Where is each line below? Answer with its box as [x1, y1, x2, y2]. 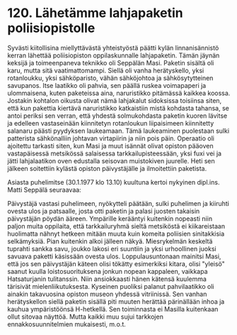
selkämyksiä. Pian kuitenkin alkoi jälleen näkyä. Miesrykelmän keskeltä [7, 236, 213, 246]
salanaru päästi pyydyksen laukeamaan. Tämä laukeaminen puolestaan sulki [7, 126, 230, 135]
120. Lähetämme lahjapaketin [7, 5, 184, 21]
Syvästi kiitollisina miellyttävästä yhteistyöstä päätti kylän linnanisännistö [7, 43, 219, 52]
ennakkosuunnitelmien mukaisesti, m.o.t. [7, 319, 126, 328]
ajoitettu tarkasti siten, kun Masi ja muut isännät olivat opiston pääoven [7, 141, 214, 150]
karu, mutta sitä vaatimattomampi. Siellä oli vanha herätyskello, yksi [7, 66, 204, 75]
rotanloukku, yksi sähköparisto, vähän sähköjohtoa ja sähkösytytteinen [7, 73, 214, 82]
